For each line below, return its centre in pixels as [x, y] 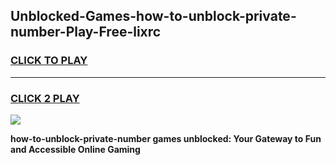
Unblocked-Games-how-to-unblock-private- [153, 16]
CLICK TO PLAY [49, 61]
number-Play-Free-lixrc [86, 32]
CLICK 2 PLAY [45, 98]
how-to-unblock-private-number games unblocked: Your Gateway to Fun [166, 138]
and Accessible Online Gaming [75, 149]
